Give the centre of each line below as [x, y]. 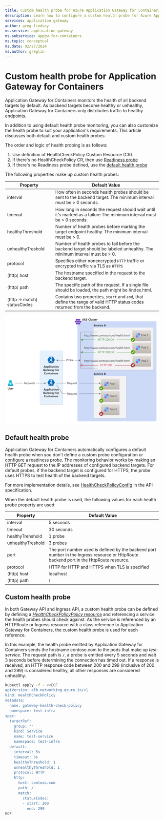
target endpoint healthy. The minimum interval [102, 231]
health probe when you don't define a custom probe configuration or [74, 454]
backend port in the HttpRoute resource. [89, 560]
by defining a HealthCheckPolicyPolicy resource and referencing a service [80, 614]
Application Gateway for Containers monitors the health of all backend [76, 100]
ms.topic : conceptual [27, 41]
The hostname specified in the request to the [100, 273]
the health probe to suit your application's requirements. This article [73, 130]
